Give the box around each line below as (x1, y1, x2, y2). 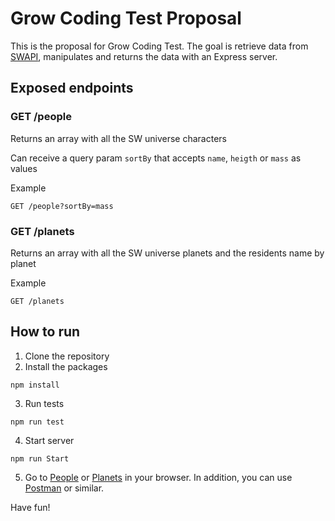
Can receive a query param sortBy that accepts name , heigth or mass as (10, 152, 302, 164)
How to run (10, 323, 81, 341)
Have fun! (10, 501, 51, 513)
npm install (10, 380, 60, 390)
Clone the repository (24, 350, 110, 362)
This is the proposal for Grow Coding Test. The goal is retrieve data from (10, 40, 309, 52)
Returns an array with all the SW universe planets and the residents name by (10, 247, 325, 259)
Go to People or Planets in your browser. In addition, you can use (24, 471, 293, 483)
